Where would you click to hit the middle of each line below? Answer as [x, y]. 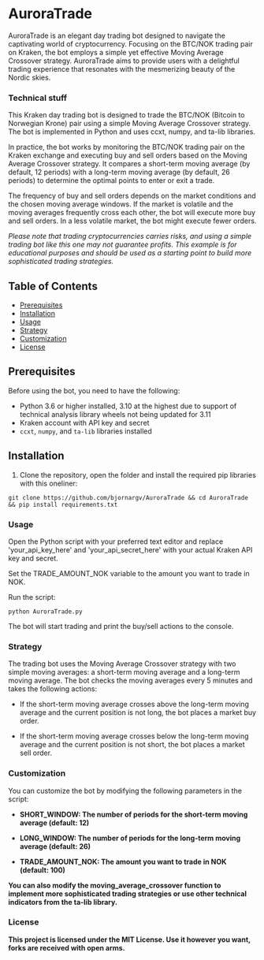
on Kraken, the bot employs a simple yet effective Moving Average [116, 52]
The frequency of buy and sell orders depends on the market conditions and [132, 196]
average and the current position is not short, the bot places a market [132, 745]
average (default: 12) [54, 822]
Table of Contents [53, 286]
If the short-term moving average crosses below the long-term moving [134, 736]
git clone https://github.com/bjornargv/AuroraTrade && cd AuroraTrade [128, 497]
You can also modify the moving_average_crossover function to [115, 885]
